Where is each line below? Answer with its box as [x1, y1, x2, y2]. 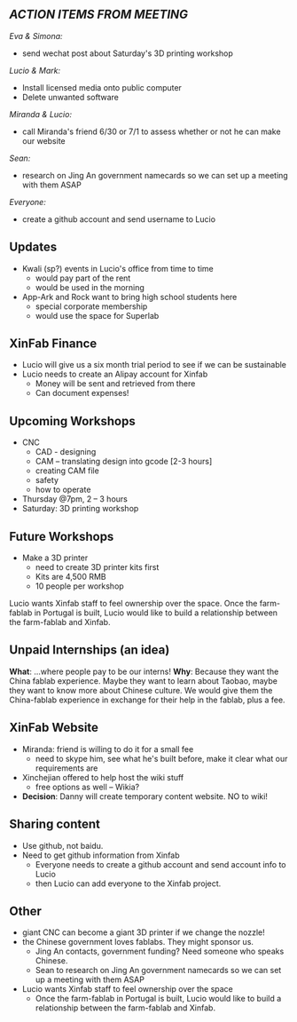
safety [35, 475, 59, 486]
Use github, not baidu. [21, 840, 104, 851]
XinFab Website [9, 720, 99, 735]
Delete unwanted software [21, 91, 120, 102]
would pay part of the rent [35, 273, 131, 283]
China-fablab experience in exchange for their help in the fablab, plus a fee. [9, 694, 285, 705]
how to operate [35, 484, 91, 495]
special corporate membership [35, 301, 148, 312]
